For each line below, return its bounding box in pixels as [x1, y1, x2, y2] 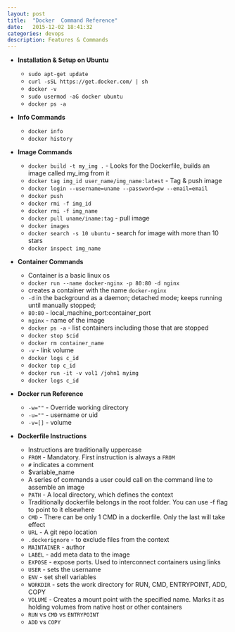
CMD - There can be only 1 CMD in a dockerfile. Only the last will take [27, 513, 225, 521]
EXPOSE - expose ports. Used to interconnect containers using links [27, 558, 221, 566]
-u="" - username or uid [27, 411, 99, 419]
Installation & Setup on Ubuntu [17, 56, 109, 64]
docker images [27, 223, 70, 230]
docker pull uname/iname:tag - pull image [27, 214, 150, 223]
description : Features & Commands [7, 37, 109, 44]
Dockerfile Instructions [17, 432, 87, 440]
